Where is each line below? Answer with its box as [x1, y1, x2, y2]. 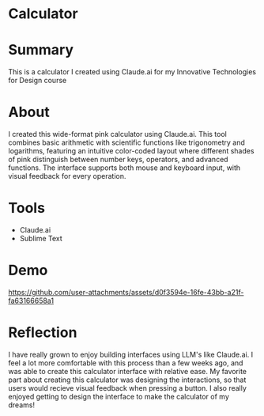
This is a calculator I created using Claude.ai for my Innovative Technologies [8, 67, 257, 77]
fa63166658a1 [8, 296, 54, 305]
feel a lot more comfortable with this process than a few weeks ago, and [8, 357, 243, 368]
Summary [8, 41, 74, 59]
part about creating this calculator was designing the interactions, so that [8, 375, 247, 384]
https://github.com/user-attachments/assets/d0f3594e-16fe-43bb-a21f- [8, 287, 244, 297]
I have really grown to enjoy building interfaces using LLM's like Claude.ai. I [8, 350, 254, 359]
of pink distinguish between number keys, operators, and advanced [8, 155, 228, 165]
